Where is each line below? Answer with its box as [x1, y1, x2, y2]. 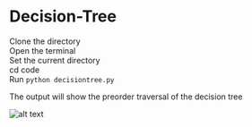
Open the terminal [9, 45, 76, 55]
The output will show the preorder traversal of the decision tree [9, 91, 243, 102]
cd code [9, 64, 40, 75]
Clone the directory [9, 36, 81, 47]
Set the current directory [9, 55, 100, 65]
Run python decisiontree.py [9, 73, 115, 84]
